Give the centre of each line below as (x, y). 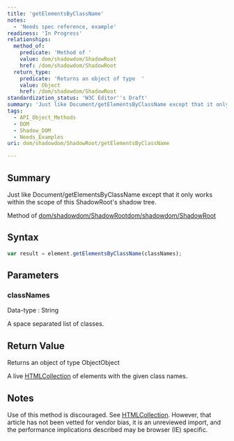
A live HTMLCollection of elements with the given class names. (97, 376)
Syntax (23, 238)
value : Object (40, 85)
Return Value (36, 346)
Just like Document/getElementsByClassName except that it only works (110, 194)
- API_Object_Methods (45, 117)
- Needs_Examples (39, 137)
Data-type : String (33, 311)
